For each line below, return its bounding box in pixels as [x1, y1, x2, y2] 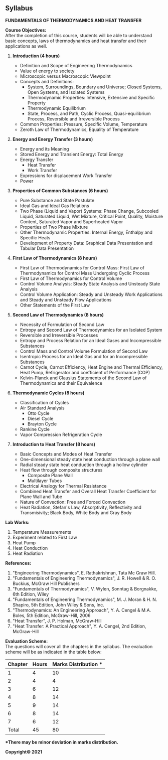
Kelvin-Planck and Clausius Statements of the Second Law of [20, 375, 147, 381]
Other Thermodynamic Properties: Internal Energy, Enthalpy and [20, 229, 153, 235]
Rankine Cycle [20, 426, 50, 432]
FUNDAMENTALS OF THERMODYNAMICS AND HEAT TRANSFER [5, 17, 142, 23]
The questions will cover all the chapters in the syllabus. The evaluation [5, 643, 153, 649]
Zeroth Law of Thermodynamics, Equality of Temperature [20, 126, 139, 132]
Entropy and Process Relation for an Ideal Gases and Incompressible [20, 337, 161, 343]
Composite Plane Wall [27, 472, 73, 478]
